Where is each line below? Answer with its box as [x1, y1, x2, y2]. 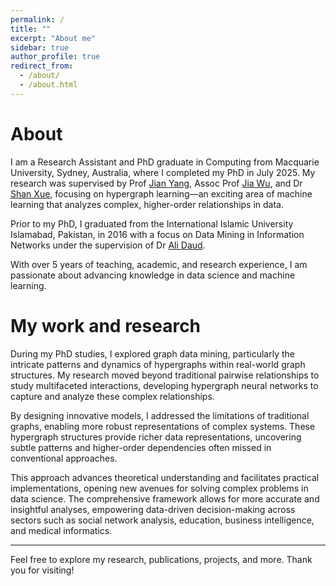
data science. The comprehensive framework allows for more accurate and [10, 492, 320, 505]
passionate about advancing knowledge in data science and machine [10, 269, 296, 281]
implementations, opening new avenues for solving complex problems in [10, 482, 309, 494]
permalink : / [10, 14, 65, 25]
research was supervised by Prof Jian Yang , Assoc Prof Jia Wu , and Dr [10, 177, 303, 189]
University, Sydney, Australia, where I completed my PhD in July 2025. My [10, 166, 316, 178]
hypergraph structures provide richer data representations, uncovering [10, 431, 302, 443]
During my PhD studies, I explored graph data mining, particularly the [10, 347, 295, 360]
